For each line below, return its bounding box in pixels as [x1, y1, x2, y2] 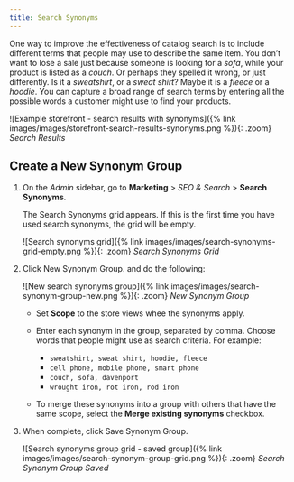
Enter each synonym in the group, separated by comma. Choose [35, 326, 276, 337]
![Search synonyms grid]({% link [22, 236, 144, 247]
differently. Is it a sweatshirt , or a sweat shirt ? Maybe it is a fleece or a [9, 76, 270, 87]
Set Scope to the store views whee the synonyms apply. [35, 308, 245, 319]
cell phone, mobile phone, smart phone [49, 364, 200, 373]
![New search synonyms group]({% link [22, 281, 170, 292]
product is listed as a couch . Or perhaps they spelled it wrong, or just [9, 67, 266, 78]
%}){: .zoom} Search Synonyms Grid [82, 246, 219, 257]
